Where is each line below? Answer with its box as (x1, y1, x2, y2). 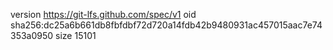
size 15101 (55, 30, 97, 41)
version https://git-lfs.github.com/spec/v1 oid (10, 9, 197, 20)
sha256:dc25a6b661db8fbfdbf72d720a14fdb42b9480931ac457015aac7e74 (10, 19, 323, 31)
